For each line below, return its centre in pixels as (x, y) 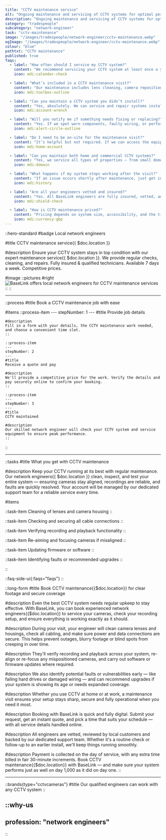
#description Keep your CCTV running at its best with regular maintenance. (82, 471)
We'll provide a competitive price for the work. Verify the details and (83, 377)
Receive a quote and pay (31, 364)
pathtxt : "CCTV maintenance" (35, 51)
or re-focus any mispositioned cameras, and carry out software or (83, 659)
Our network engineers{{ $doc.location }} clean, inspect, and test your (77, 476)
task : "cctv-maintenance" (32, 33)
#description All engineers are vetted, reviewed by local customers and (78, 734)
